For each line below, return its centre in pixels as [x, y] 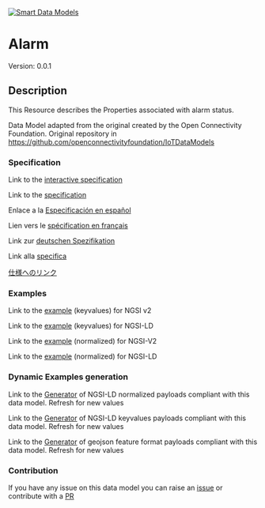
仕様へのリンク [32, 273]
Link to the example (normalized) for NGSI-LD [83, 356]
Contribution [33, 470]
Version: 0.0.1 [30, 66]
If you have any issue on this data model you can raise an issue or [115, 487]
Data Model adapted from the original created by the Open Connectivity [125, 125]
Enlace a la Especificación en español [70, 210]
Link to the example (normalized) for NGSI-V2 [83, 341]
